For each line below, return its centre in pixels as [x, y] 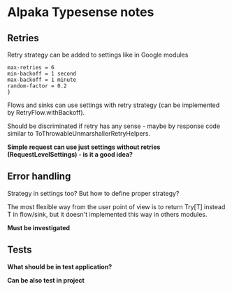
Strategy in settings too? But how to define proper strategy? [93, 193]
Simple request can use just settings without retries [84, 147]
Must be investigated [39, 227]
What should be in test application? [60, 267]
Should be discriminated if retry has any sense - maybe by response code [114, 126]
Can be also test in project [46, 280]
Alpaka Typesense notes [81, 12]
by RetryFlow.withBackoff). [46, 112]
